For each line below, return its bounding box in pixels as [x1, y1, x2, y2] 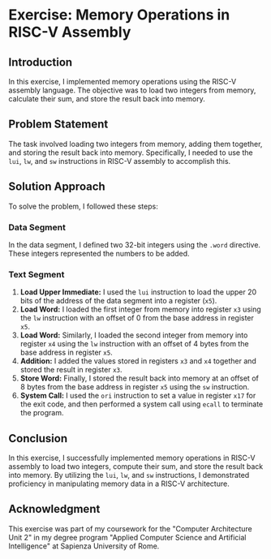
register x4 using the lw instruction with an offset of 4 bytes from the [19, 339, 249, 349]
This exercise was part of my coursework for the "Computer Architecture [8, 523, 253, 533]
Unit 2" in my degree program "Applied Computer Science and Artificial [8, 532, 247, 542]
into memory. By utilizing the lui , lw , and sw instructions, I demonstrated [8, 471, 250, 480]
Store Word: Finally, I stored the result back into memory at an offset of [19, 373, 260, 383]
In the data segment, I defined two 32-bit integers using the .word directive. [8, 239, 261, 249]
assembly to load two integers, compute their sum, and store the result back [8, 462, 264, 471]
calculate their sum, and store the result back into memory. [8, 94, 205, 103]
